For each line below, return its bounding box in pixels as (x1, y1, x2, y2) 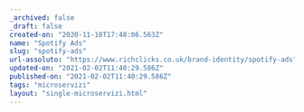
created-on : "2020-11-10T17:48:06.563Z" (9, 30, 165, 39)
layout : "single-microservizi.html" (9, 89, 147, 98)
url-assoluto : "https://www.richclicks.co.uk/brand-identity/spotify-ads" (9, 55, 298, 64)
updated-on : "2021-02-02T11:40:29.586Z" (9, 64, 165, 73)
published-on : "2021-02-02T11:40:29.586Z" (9, 72, 172, 81)
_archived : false (9, 13, 75, 23)
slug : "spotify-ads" (9, 47, 88, 56)
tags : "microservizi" (9, 80, 91, 89)
